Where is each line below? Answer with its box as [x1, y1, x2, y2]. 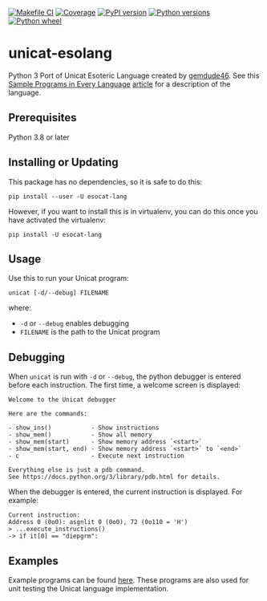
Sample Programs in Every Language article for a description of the [8, 79, 231, 88]
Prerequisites [8, 111, 77, 124]
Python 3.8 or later [8, 132, 70, 142]
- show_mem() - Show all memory [8, 431, 152, 439]
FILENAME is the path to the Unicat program [19, 327, 160, 337]
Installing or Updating [8, 156, 119, 169]
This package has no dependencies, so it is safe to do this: [8, 177, 203, 186]
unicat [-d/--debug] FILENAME [8, 289, 110, 297]
